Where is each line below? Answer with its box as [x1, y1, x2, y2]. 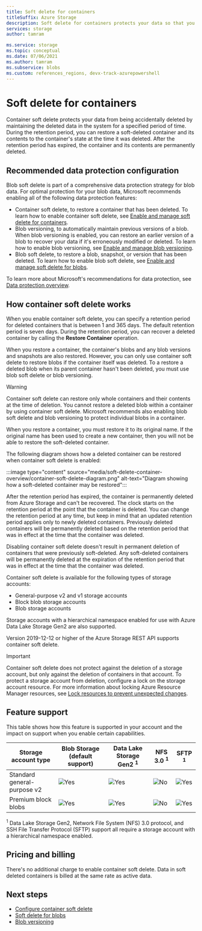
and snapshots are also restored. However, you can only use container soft [6, 352, 192, 359]
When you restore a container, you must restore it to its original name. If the [6, 425, 194, 433]
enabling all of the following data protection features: [6, 194, 137, 202]
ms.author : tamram [6, 58, 52, 65]
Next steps [6, 889, 48, 900]
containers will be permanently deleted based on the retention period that [6, 525, 189, 532]
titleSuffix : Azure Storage [6, 14, 77, 20]
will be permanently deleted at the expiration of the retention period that [6, 556, 185, 563]
